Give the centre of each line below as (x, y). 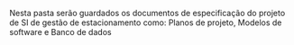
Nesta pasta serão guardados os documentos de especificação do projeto (147, 13)
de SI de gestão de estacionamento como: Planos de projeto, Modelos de (146, 22)
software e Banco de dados (60, 32)
